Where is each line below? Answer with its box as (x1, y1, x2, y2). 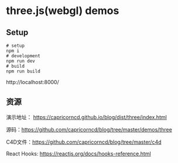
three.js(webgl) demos (6, 4, 119, 18)
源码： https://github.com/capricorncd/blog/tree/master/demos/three (6, 126, 173, 133)
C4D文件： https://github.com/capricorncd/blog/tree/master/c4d (6, 138, 162, 145)
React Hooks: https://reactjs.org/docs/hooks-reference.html (6, 150, 151, 157)
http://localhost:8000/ (6, 79, 60, 85)
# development (6, 53, 41, 59)
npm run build (6, 68, 41, 74)
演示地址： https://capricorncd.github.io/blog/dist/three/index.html (6, 113, 167, 120)
